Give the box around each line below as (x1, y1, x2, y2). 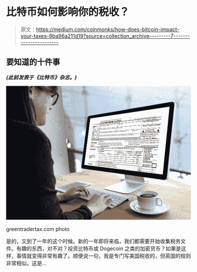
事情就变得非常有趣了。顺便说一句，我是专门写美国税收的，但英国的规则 (16, 253, 191, 260)
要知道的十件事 (6, 57, 60, 67)
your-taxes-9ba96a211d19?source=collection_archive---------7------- (20, 32, 191, 39)
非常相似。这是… (6, 260, 47, 267)
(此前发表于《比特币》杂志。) (6, 74, 77, 81)
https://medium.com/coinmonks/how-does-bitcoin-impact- (36, 26, 180, 33)
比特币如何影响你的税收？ (6, 5, 130, 19)
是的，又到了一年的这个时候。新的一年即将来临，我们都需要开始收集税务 (6, 238, 181, 245)
